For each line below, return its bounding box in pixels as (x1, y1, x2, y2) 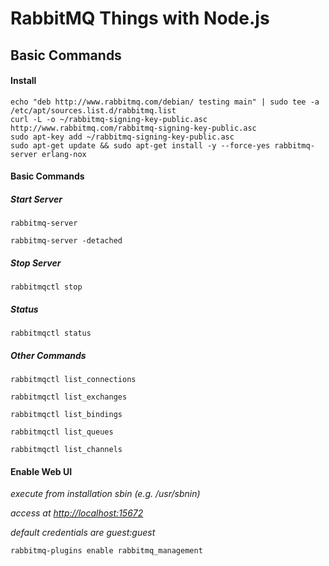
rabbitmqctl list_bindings (10, 410, 123, 420)
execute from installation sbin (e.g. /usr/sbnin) (10, 488, 201, 500)
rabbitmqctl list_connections (10, 375, 137, 385)
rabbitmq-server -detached (10, 236, 123, 246)
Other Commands (10, 349, 87, 361)
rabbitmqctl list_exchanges (10, 392, 128, 402)
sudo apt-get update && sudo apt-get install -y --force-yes (10, 140, 271, 151)
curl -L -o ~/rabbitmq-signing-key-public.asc (10, 114, 208, 124)
